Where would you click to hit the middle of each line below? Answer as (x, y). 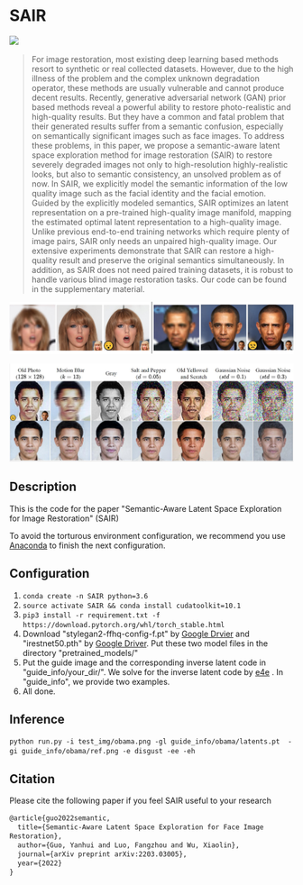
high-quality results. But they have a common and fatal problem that (158, 116)
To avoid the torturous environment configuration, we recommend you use (147, 535)
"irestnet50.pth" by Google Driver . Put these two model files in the (145, 643)
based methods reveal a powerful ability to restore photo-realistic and (161, 107)
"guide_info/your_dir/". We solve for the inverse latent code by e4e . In (153, 671)
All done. (39, 691)
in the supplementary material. (88, 288)
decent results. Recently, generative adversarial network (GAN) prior (159, 97)
